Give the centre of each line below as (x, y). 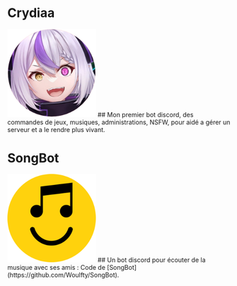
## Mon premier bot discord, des (145, 114)
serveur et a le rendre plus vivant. (56, 129)
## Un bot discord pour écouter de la (152, 260)
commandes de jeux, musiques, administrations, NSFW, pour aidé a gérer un (119, 122)
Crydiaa (31, 13)
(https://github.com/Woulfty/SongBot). (63, 275)
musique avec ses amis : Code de (57, 267)
